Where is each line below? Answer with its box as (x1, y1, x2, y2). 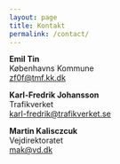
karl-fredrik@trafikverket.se (9, 108, 111, 120)
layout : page (9, 12, 58, 22)
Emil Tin (9, 54, 40, 65)
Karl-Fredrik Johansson (9, 90, 100, 100)
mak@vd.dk (9, 144, 53, 155)
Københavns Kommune (9, 63, 95, 74)
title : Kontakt (9, 21, 66, 30)
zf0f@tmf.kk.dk (9, 73, 67, 83)
